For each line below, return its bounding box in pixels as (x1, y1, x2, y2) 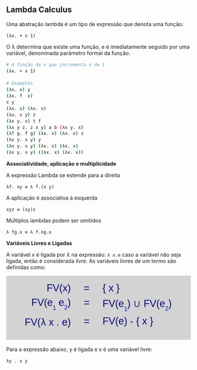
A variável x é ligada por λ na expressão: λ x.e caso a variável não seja (6, 251, 182, 258)
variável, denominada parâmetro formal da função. (6, 49, 131, 56)
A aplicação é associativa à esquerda (6, 194, 98, 201)
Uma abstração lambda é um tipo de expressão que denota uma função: (6, 20, 184, 27)
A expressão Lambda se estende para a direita (6, 172, 120, 179)
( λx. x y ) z (6, 112, 36, 118)
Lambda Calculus (6, 5, 73, 15)
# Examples (6, 80, 33, 87)
